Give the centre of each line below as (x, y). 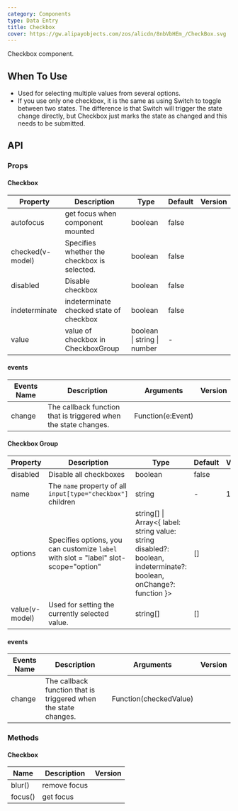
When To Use (38, 76)
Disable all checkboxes (87, 474)
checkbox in (85, 339)
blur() (20, 785)
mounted (80, 231)
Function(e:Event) (164, 416)
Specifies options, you (85, 540)
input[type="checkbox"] (89, 493)
